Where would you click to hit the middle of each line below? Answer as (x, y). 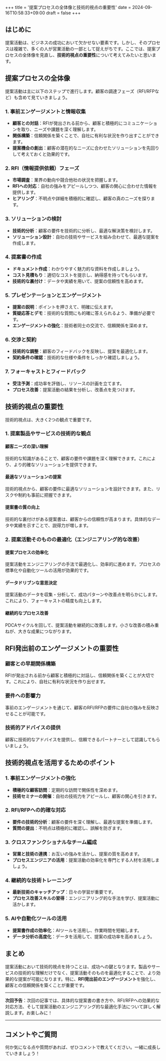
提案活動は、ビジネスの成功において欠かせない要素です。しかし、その (76, 42)
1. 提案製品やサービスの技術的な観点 (48, 434)
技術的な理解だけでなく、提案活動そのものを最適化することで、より (87, 973)
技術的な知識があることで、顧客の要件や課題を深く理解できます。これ (76, 458)
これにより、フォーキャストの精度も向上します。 (55, 601)
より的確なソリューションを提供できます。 (57, 465)
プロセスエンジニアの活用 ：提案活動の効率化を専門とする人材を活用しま (86, 860)
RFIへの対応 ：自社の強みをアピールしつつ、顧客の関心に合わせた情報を (84, 186)
